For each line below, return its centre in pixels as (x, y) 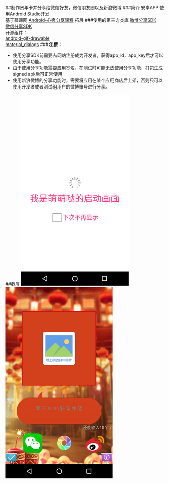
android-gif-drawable (27, 38)
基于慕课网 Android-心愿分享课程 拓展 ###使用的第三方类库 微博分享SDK (81, 20)
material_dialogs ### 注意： (34, 44)
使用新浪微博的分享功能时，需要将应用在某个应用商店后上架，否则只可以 (88, 80)
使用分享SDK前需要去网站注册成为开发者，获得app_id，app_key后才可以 (88, 55)
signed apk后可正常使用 (37, 74)
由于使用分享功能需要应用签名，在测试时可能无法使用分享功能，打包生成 (88, 68)
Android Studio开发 (30, 14)
